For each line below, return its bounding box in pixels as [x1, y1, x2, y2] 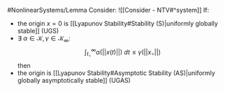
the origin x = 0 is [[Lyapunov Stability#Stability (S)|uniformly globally [17, 19, 219, 27]
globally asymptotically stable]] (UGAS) [17, 76, 131, 84]
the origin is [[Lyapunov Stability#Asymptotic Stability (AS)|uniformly [17, 69, 215, 77]
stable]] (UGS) [17, 27, 59, 35]
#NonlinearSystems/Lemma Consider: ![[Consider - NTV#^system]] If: [7, 6, 210, 14]
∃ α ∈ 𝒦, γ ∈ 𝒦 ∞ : [17, 34, 71, 44]
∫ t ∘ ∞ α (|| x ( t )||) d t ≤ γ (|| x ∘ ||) [84, 47, 161, 58]
